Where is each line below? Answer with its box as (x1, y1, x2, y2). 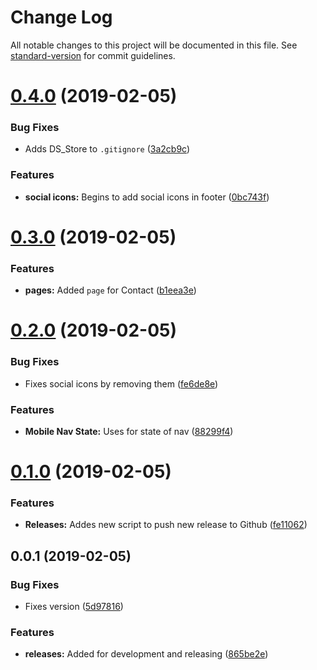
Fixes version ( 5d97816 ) (24, 601, 124, 613)
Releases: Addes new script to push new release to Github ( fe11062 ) (24, 519, 308, 531)
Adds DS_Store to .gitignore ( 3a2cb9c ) (24, 143, 191, 155)
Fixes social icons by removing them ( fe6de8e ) (24, 377, 219, 390)
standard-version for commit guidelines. (10, 49, 176, 61)
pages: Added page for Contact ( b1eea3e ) (24, 284, 197, 296)
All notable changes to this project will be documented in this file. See (10, 39, 298, 51)
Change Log (10, 6, 113, 29)
